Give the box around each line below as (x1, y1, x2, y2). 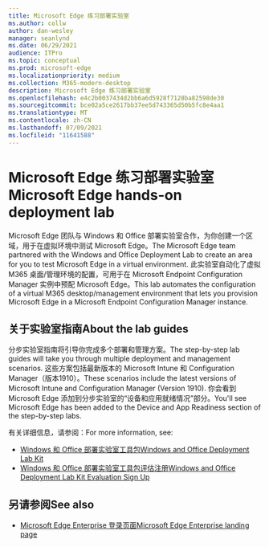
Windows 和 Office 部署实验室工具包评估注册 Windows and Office (19, 463, 236, 473)
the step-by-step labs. (8, 411, 82, 421)
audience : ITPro (8, 49, 63, 57)
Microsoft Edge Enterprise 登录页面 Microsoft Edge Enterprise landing (19, 520, 250, 530)
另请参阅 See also (8, 497, 95, 511)
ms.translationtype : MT (8, 109, 88, 117)
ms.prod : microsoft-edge (8, 64, 92, 72)
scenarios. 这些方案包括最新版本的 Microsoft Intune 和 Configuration (8, 363, 234, 374)
